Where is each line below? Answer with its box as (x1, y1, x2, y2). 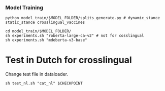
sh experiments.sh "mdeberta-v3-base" (5, 37, 87, 43)
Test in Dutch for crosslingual (5, 55, 132, 66)
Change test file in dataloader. (5, 71, 69, 77)
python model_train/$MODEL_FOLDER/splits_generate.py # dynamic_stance (5, 16, 160, 21)
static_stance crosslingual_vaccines (5, 20, 85, 25)
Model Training (5, 4, 44, 11)
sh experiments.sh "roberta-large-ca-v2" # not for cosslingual (5, 33, 144, 38)
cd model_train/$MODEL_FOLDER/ (5, 29, 72, 34)
